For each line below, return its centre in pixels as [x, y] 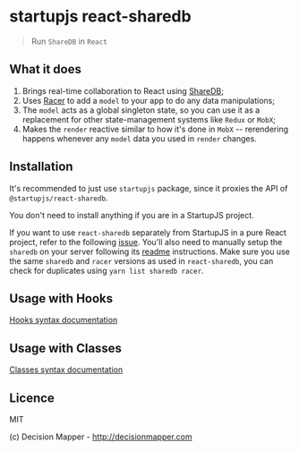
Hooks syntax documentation [64, 320]
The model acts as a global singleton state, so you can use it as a [141, 110]
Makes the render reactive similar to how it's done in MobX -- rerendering [155, 129]
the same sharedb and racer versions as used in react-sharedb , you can [141, 260]
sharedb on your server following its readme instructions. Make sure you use [150, 251]
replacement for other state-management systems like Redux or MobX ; [149, 119]
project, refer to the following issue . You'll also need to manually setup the [146, 242]
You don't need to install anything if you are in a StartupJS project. [132, 215]
